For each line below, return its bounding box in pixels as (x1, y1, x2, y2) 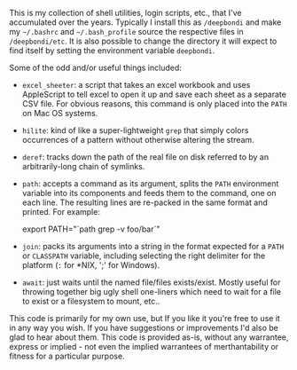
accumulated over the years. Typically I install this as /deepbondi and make (9, 17, 282, 28)
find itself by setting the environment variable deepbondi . (9, 45, 215, 56)
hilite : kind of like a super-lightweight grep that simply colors (21, 125, 249, 136)
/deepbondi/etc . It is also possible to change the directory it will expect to (9, 35, 277, 46)
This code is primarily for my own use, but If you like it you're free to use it (9, 313, 281, 323)
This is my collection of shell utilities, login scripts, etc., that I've (9, 8, 242, 18)
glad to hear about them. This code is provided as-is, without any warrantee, (9, 332, 289, 342)
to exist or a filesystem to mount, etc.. (21, 296, 160, 306)
